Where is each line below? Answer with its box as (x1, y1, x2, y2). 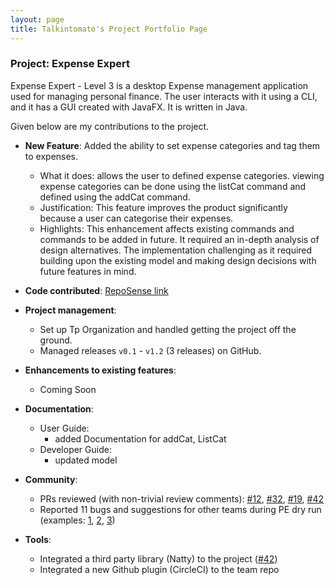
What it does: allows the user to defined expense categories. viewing (39, 169, 325, 181)
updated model (54, 454, 118, 466)
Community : (24, 473, 78, 485)
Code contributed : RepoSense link (24, 284, 169, 296)
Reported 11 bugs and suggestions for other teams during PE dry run (39, 503, 322, 515)
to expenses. (24, 150, 79, 162)
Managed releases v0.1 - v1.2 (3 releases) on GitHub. (39, 344, 262, 356)
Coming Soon (39, 383, 97, 395)
